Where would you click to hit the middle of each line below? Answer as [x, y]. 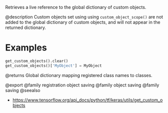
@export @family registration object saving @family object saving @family [82, 85]
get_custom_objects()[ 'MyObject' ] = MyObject [53, 65]
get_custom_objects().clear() [37, 61]
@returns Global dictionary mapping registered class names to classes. [79, 75]
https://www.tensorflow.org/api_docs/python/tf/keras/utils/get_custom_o [88, 100]
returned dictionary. [26, 27]
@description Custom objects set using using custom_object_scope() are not [84, 17]
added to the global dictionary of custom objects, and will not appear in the [83, 22]
